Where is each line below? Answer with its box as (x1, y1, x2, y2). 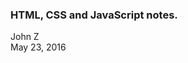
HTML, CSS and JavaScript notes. (10, 8, 178, 22)
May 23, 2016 (10, 41, 67, 53)
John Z (10, 31, 40, 43)
